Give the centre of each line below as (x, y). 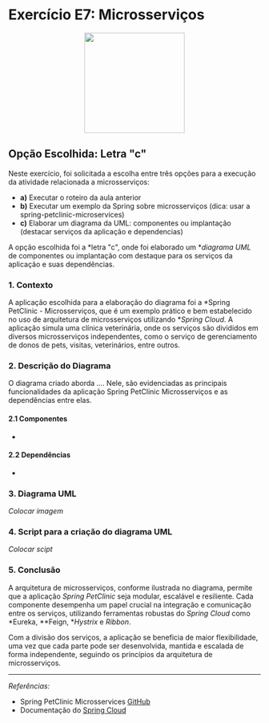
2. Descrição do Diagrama (60, 365)
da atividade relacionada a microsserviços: (79, 181)
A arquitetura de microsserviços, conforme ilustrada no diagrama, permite (130, 587)
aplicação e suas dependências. (61, 264)
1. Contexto (31, 285)
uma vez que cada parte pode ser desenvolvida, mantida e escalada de (126, 646)
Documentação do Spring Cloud (73, 710)
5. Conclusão (34, 570)
